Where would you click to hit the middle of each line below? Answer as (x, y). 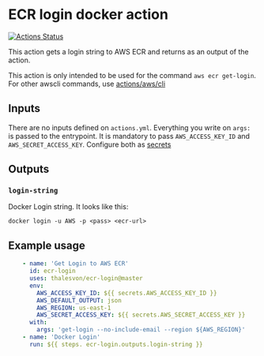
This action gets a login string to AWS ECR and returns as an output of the (128, 51)
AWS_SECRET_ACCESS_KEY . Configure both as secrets (90, 144)
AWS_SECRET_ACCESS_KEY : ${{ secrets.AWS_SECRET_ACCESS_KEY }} (141, 315)
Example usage (47, 245)
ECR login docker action (88, 15)
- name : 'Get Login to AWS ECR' (75, 264)
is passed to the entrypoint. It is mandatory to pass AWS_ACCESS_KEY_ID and (129, 136)
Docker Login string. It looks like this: (68, 207)
